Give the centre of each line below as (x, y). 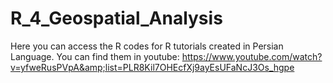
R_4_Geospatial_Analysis (116, 18)
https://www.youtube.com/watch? (252, 56)
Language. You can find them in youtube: (95, 56)
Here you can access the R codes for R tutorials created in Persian (147, 46)
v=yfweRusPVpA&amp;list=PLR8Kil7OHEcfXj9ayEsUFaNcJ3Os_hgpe (152, 67)
